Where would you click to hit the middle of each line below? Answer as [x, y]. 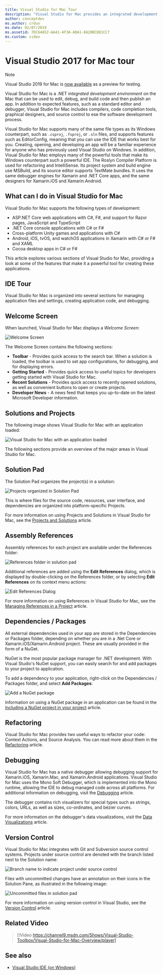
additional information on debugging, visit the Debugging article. [70, 793]
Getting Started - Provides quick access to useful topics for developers [84, 372]
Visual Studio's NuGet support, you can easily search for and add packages [81, 663]
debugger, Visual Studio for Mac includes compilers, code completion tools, [81, 109]
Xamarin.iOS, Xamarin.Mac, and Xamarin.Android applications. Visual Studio [81, 777]
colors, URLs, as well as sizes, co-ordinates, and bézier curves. [69, 807]
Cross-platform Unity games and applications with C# [66, 233]
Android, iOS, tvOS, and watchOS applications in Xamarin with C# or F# [84, 238]
